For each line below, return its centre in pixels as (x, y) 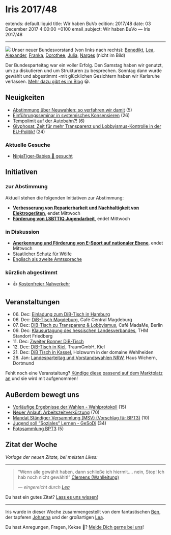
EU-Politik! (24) (29, 131)
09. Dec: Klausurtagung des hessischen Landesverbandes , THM (80, 330)
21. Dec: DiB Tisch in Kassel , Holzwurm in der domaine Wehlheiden (83, 352)
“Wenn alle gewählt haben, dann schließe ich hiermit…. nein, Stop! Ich (91, 472)
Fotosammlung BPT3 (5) (38, 429)
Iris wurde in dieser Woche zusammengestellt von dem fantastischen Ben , (83, 511)
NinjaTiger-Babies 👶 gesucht (42, 156)
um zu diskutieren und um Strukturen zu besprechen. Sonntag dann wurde (83, 71)
